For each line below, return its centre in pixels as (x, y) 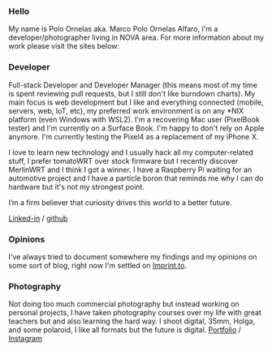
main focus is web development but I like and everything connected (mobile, (136, 102)
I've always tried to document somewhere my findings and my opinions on (133, 256)
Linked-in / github (38, 218)
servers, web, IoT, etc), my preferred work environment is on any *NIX (126, 110)
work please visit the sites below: (64, 46)
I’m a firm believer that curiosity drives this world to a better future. (121, 202)
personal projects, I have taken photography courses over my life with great (135, 313)
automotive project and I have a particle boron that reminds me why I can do (136, 178)
